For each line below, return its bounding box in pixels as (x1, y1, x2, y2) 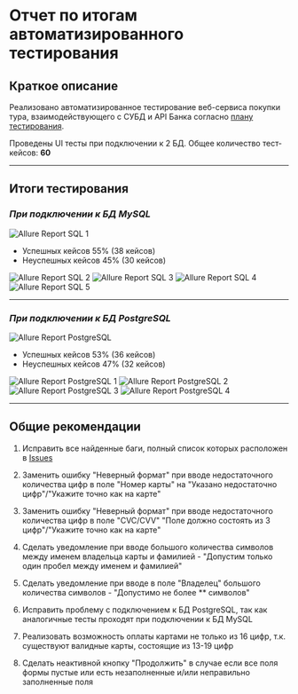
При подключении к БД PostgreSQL (9, 312, 171, 324)
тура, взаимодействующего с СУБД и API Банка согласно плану (9, 112, 254, 122)
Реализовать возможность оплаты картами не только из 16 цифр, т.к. (21, 631, 286, 642)
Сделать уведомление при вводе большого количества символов (21, 541, 274, 552)
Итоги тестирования (9, 181, 129, 196)
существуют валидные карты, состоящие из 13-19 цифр (21, 640, 234, 651)
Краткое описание (9, 78, 118, 93)
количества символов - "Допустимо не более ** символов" (21, 587, 250, 597)
